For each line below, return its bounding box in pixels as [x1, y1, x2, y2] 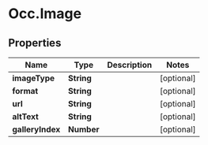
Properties [8, 36, 62, 50]
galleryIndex [12, 124, 61, 135]
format [12, 86, 39, 96]
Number [68, 124, 100, 135]
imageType [12, 72, 55, 84]
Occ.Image [8, 5, 81, 23]
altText [12, 111, 40, 122]
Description [106, 60, 153, 70]
